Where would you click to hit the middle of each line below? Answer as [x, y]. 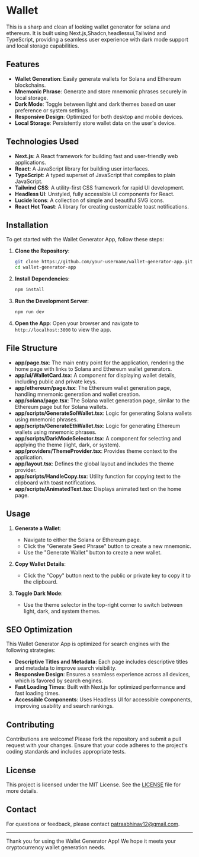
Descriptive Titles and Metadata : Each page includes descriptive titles [101, 662]
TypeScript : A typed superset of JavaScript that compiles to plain [95, 175]
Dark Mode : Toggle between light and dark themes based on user [95, 104]
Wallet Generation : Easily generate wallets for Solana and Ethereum [98, 78]
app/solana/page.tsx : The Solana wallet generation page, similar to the [102, 400]
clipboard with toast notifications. [55, 483]
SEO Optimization [39, 630]
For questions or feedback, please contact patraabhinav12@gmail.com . [93, 824]
